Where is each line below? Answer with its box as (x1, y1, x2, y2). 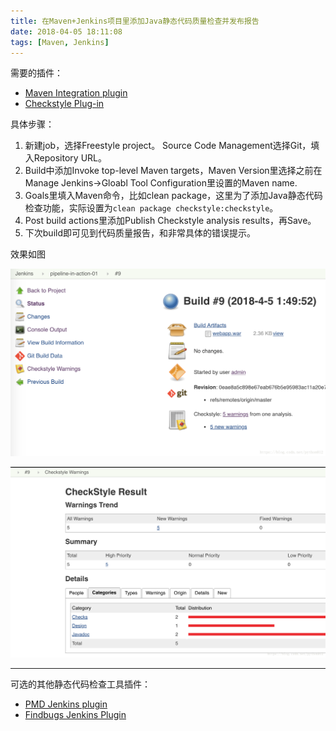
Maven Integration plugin (24, 87, 128, 99)
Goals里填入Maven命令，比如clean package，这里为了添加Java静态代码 (24, 190, 323, 202)
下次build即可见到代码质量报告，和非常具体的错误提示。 (24, 227, 256, 239)
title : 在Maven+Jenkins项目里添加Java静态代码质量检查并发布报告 (10, 16, 260, 26)
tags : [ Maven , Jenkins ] (10, 37, 110, 47)
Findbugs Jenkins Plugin (24, 708, 127, 720)
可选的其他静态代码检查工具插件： (10, 678, 151, 690)
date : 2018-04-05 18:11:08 (10, 26, 123, 37)
